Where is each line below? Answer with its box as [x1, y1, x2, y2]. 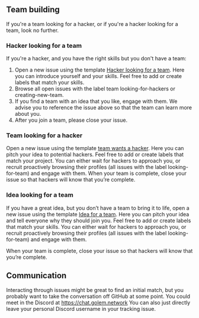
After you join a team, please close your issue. [14, 116, 128, 124]
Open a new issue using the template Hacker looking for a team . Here [14, 66, 185, 73]
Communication [6, 271, 67, 281]
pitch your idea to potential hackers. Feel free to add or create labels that [6, 151, 184, 158]
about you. [14, 111, 41, 118]
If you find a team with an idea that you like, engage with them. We [14, 98, 178, 105]
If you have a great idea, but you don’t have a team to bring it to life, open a [6, 204, 190, 212]
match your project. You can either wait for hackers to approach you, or [6, 157, 181, 164]
